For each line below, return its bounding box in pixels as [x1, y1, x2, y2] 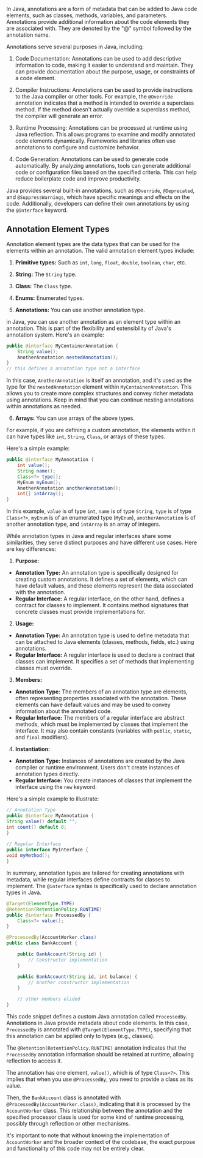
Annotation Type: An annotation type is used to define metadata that [15, 632, 190, 639]
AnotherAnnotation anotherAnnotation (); [17, 485, 121, 491]
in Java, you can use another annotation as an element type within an [6, 318, 181, 325]
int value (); [17, 462, 51, 469]
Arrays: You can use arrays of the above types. [15, 414, 135, 422]
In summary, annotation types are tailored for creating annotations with [6, 869, 185, 876]
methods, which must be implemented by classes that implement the [15, 720, 188, 728]
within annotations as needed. [6, 403, 82, 410]
